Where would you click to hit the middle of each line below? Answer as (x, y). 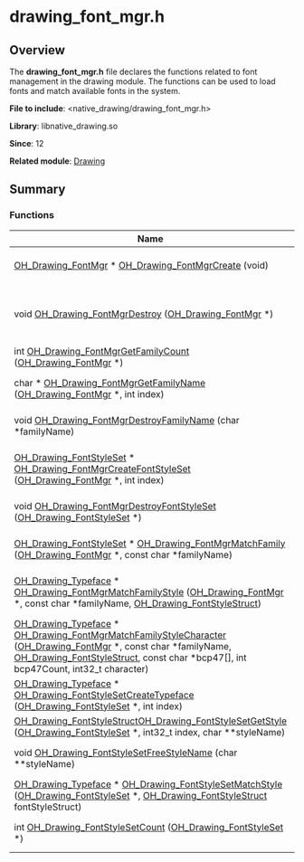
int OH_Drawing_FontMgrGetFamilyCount (102, 351)
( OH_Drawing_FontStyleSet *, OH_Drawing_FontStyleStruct (141, 795)
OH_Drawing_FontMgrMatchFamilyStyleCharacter (120, 635)
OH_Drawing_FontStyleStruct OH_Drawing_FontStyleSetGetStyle (151, 721)
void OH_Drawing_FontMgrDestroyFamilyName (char (127, 420)
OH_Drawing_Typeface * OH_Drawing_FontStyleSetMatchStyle (148, 784)
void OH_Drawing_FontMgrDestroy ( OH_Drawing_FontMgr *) (144, 314)
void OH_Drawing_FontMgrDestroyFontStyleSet (115, 506)
